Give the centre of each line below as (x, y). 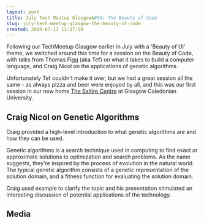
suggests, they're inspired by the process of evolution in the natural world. (100, 163)
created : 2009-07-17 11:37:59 (45, 29)
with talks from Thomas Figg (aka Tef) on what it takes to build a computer (100, 60)
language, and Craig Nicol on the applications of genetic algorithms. (93, 66)
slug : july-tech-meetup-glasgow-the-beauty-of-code (74, 23)
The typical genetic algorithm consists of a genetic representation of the (98, 170)
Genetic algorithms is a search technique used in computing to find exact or (102, 151)
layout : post (23, 12)
